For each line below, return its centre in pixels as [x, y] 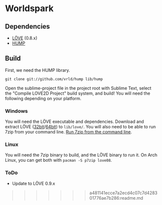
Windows [16, 111]
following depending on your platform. [43, 98]
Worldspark [29, 9]
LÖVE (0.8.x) [24, 38]
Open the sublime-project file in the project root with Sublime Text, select [78, 88]
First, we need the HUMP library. [38, 70]
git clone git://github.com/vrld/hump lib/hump [54, 79]
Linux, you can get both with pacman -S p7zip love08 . [59, 160]
